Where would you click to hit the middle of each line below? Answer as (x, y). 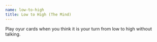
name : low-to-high (25, 10)
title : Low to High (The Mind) (38, 14)
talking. (13, 34)
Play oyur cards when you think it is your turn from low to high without (79, 28)
